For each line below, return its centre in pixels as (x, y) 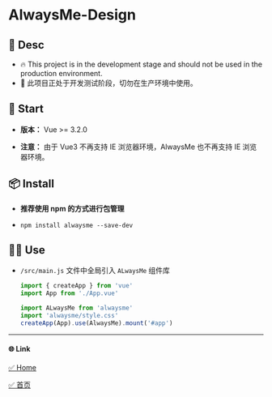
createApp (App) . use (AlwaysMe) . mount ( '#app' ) (96, 323)
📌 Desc (26, 45)
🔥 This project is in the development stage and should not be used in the (141, 64)
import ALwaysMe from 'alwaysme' (76, 308)
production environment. (61, 73)
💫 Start (26, 109)
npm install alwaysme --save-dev (76, 225)
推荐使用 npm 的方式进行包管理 (72, 208)
